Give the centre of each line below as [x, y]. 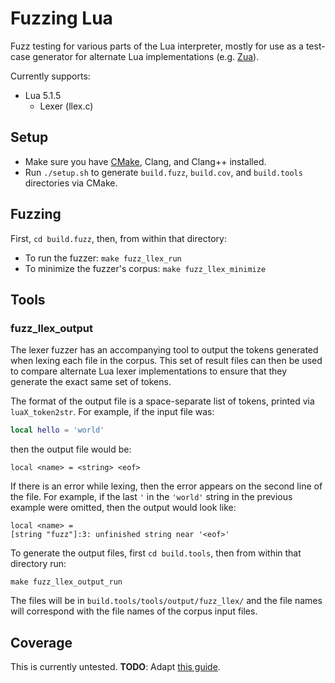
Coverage [41, 642]
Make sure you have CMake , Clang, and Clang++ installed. [145, 161]
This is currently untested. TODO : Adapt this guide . [115, 666]
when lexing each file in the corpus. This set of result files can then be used [166, 361]
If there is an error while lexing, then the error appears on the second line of [166, 486]
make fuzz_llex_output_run [66, 582]
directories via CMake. [71, 183]
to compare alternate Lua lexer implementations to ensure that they [149, 371]
